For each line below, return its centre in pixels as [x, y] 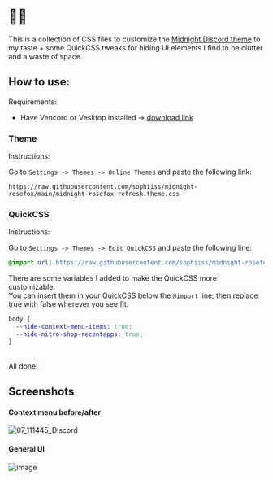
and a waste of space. [45, 56]
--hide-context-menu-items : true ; [74, 327]
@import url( [30, 263]
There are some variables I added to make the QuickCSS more [113, 278]
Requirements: [32, 102]
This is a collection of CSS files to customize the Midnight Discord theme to [134, 39]
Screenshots [41, 392]
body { [19, 319]
